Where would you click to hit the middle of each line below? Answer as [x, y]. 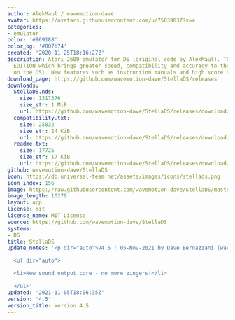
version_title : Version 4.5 [48, 305]
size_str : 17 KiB [45, 157]
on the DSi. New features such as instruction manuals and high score [119, 72]
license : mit [26, 209]
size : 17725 [37, 151]
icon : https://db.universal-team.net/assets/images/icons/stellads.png [114, 176]
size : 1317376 [40, 99]
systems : [20, 228]
